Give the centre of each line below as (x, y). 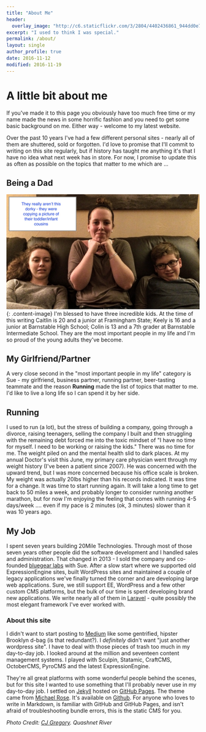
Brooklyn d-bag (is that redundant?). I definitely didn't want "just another (98, 640)
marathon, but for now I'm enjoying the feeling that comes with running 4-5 (101, 499)
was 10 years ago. (29, 512)
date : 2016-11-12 (29, 58)
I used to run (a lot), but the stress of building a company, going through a (100, 427)
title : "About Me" (30, 13)
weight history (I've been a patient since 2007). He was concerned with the (101, 467)
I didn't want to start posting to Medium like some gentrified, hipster (92, 634)
